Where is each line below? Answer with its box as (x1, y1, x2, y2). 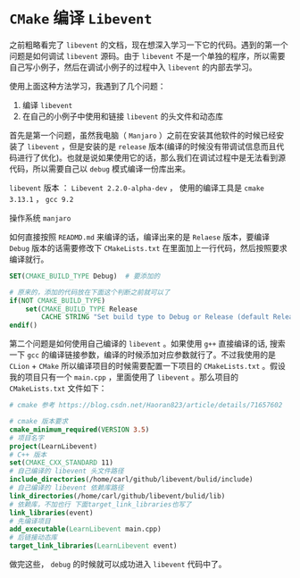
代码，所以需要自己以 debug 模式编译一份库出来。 (9, 163, 190, 174)
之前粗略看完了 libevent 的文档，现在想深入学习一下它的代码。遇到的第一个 (9, 39, 288, 50)
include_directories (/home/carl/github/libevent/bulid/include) (9, 475, 254, 484)
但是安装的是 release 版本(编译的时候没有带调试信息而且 (69, 140, 277, 152)
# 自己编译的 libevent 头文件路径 (9, 466, 124, 476)
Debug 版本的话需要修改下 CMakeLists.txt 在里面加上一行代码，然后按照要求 (9, 242, 287, 253)
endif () (9, 321, 38, 331)
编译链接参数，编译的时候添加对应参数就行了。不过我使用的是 (48, 349, 277, 360)
